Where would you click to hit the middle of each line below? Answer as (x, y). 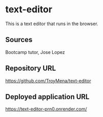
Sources (19, 40)
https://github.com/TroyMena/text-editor (48, 81)
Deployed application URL (47, 97)
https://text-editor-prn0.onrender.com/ (46, 109)
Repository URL (31, 69)
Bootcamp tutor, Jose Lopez (35, 52)
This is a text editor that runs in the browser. (52, 24)
